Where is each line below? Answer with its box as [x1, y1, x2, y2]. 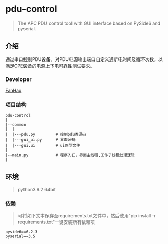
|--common [5, 122, 27, 127]
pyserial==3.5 [5, 234, 36, 239]
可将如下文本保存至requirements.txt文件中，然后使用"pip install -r [17, 213, 156, 219]
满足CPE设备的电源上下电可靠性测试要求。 [5, 63, 95, 69]
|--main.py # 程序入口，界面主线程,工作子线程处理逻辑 [5, 153, 135, 158]
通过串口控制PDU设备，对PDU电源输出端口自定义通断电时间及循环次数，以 [5, 56, 163, 62]
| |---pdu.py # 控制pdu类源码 [5, 132, 86, 137]
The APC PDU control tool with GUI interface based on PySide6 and [17, 20, 161, 26]
